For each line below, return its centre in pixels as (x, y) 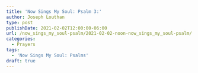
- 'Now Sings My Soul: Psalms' (50, 55)
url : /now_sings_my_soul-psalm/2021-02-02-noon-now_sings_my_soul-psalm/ (99, 34)
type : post (20, 22)
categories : (21, 39)
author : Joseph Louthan (36, 17)
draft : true (21, 61)
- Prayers (23, 45)
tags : (13, 50)
